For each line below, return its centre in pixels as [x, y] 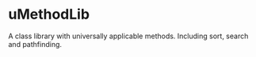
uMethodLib [49, 14]
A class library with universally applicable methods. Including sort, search [128, 36]
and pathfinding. [35, 44]
